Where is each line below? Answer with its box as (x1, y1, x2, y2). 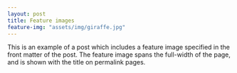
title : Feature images (7, 17, 75, 24)
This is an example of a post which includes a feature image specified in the (7, 43, 230, 52)
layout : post (7, 10, 46, 18)
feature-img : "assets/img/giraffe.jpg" (7, 23, 126, 30)
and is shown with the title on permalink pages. (7, 58, 146, 67)
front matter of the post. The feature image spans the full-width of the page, (7, 50, 231, 59)
